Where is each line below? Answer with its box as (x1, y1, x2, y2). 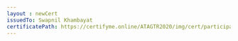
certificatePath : (6, 23, 58, 30)
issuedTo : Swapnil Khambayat (6, 17, 93, 24)
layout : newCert (6, 10, 58, 17)
